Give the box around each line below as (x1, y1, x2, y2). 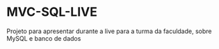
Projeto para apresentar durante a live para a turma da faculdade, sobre (6, 27, 212, 35)
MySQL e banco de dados (6, 34, 81, 42)
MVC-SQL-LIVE (6, 4, 98, 20)
